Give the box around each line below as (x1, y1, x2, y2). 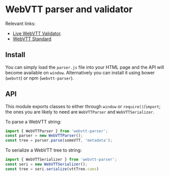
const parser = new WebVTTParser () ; (5, 133, 83, 138)
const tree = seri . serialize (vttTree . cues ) (5, 166, 99, 171)
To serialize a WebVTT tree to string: (5, 147, 82, 154)
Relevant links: (5, 20, 36, 27)
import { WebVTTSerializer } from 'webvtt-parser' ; (5, 157, 117, 162)
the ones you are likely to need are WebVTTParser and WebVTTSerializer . (5, 109, 154, 115)
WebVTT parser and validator (5, 4, 133, 15)
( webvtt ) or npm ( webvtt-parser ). (5, 75, 74, 81)
